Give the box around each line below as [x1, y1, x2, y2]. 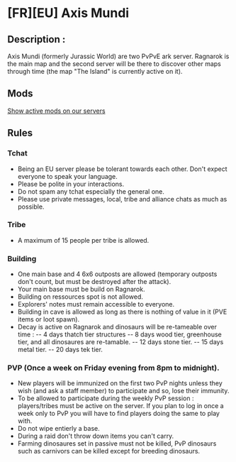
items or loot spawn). [17, 315, 80, 324]
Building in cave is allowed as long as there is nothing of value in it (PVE [17, 307, 227, 317]
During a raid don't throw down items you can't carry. [17, 431, 174, 441]
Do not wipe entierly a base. [17, 424, 101, 433]
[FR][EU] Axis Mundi [7, 5, 130, 21]
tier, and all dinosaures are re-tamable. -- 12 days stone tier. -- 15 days [17, 338, 224, 346]
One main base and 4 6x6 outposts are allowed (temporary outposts [17, 270, 218, 278]
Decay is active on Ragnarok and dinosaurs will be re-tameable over [17, 323, 218, 331]
